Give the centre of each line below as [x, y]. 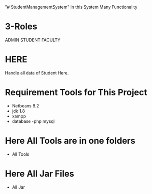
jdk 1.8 [18, 111]
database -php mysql [33, 121]
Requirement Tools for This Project [76, 93]
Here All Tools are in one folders [70, 141]
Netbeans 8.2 [26, 105]
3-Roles [21, 27]
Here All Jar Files [40, 173]
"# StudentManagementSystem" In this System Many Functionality [71, 7]
